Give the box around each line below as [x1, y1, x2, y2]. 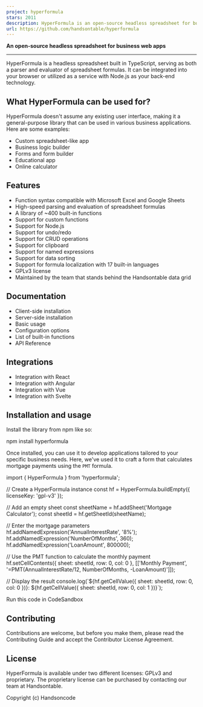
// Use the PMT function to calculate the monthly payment [6, 553, 151, 561]
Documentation [6, 291, 66, 301]
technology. [6, 79, 36, 87]
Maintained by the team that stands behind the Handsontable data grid [14, 274, 192, 281]
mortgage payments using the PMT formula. [6, 462, 113, 470]
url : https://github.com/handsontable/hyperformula [6, 25, 139, 32]
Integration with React [14, 373, 70, 380]
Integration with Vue [14, 386, 66, 393]
